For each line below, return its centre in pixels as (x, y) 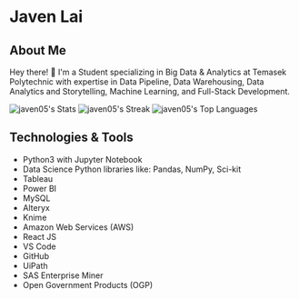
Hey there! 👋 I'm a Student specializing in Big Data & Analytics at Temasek (148, 72)
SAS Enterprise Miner (63, 275)
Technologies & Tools (71, 138)
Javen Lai (46, 17)
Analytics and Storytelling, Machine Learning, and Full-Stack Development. (150, 91)
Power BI (40, 188)
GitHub (36, 255)
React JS (40, 236)
